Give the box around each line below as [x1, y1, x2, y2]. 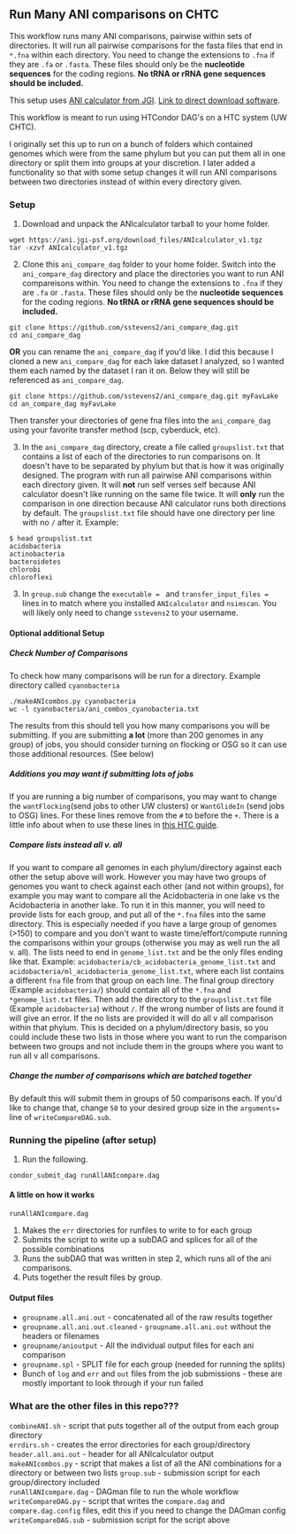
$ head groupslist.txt [9, 534, 93, 543]
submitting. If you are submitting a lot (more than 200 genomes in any [9, 729, 264, 740]
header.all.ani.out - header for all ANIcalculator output [9, 1448, 215, 1459]
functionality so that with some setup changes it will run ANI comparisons [9, 167, 277, 177]
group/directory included [9, 1476, 100, 1487]
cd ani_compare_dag [9, 331, 81, 340]
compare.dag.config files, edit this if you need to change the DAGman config [9, 1505, 286, 1515]
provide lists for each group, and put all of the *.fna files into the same [9, 908, 267, 920]
